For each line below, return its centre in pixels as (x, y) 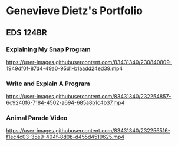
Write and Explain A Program (48, 84)
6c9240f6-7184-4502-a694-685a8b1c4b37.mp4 (65, 103)
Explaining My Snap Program (48, 49)
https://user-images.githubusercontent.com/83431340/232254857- (89, 97)
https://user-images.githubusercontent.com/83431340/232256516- (88, 131)
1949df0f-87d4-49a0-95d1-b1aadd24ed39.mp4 (65, 68)
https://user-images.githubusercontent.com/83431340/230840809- (89, 62)
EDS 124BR (27, 33)
